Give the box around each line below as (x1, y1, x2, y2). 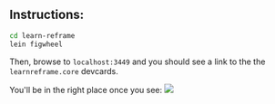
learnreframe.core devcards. (9, 65, 118, 76)
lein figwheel (9, 40, 64, 49)
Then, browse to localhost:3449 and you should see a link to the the (9, 56, 266, 67)
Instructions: (9, 7, 85, 23)
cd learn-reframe (9, 31, 76, 40)
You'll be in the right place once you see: (9, 84, 163, 95)
